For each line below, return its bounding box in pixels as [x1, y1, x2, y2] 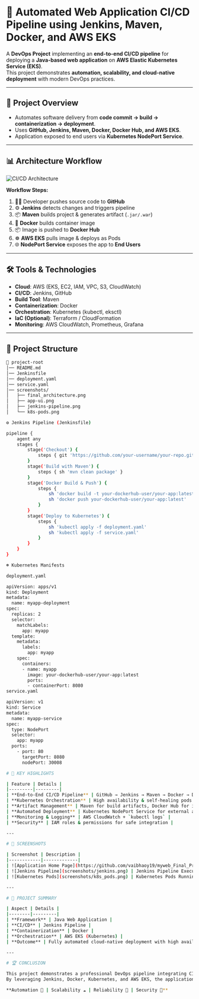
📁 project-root [6, 360, 44, 366]
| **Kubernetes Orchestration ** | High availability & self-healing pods [6, 798, 192, 803]
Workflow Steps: [6, 186, 49, 193]
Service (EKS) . [6, 62, 43, 70]
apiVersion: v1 [6, 699, 44, 705]
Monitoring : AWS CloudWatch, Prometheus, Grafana [14, 321, 144, 328]
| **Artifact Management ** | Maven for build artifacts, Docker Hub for [6, 803, 190, 809]
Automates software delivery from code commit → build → [14, 114, 159, 121]
